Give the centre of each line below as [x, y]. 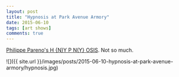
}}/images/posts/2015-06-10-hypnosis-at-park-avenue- [105, 62]
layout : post [22, 11]
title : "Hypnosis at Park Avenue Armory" [58, 17]
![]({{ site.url [21, 62]
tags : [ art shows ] [29, 28]
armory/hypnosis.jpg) [32, 68]
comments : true [25, 34]
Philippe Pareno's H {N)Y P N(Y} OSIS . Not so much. [70, 50]
